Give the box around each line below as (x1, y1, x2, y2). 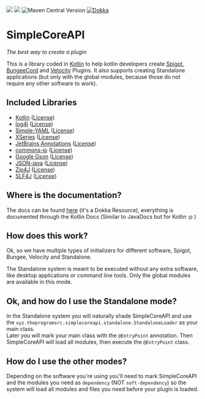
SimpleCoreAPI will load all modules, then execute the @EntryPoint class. (6, 338, 190, 346)
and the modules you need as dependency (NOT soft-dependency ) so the (6, 379, 187, 386)
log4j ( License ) (15, 120, 53, 127)
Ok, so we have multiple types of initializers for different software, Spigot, (6, 247, 192, 254)
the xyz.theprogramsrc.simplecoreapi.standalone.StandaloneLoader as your (6, 319, 198, 326)
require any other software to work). (6, 80, 98, 87)
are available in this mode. (6, 278, 72, 286)
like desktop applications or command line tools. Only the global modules (6, 272, 191, 279)
